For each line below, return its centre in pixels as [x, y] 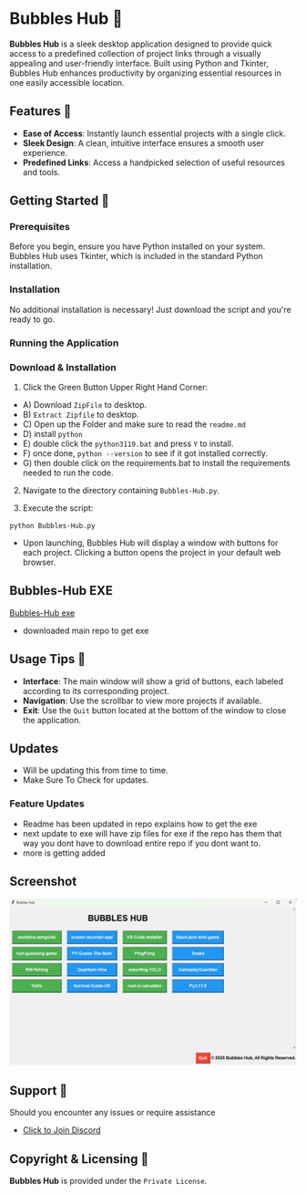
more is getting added [64, 853]
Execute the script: [58, 508]
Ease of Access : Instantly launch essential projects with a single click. [154, 133]
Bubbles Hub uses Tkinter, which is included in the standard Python [137, 256]
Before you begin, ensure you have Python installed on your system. [138, 246]
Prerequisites [40, 227]
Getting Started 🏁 [60, 201]
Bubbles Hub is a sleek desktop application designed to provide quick [141, 44]
